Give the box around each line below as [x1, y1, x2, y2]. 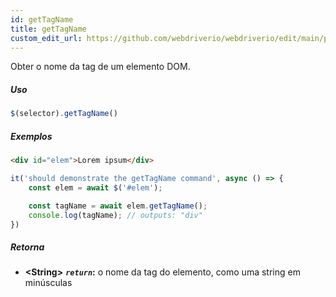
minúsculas [24, 277, 73, 289]
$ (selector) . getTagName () [10, 109, 118, 119]
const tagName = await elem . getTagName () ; [28, 201, 208, 211]
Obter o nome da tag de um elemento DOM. [10, 61, 191, 73]
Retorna [10, 241, 45, 253]
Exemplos [10, 130, 53, 142]
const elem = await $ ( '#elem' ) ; [28, 182, 163, 193]
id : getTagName [10, 14, 74, 25]
